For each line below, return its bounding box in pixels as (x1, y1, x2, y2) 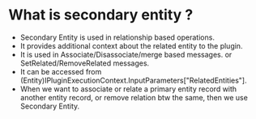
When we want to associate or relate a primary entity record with (19, 83, 237, 94)
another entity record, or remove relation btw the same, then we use (19, 92, 249, 102)
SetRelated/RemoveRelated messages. (19, 58, 150, 68)
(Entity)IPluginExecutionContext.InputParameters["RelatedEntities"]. (19, 75, 247, 85)
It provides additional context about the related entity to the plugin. (19, 40, 243, 50)
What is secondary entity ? (8, 6, 194, 24)
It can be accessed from (19, 66, 102, 76)
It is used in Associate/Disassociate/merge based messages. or (19, 49, 233, 59)
